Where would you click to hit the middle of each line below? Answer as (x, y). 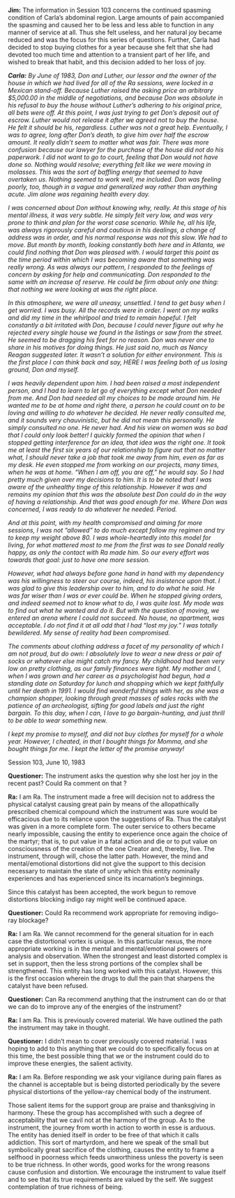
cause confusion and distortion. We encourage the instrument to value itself (117, 1172)
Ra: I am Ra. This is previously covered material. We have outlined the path (115, 1020)
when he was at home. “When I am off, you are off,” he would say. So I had (116, 472)
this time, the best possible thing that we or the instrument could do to (109, 1056)
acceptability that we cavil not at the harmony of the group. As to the (107, 1120)
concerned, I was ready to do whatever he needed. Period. (92, 509)
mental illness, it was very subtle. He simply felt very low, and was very (111, 215)
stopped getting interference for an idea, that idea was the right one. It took (117, 442)
